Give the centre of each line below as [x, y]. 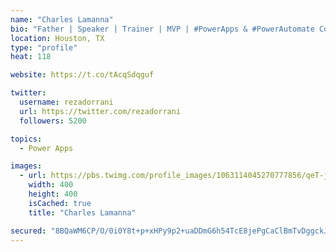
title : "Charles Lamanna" [82, 212]
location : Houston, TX [57, 38]
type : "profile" [44, 47]
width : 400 [51, 185]
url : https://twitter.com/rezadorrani [100, 111]
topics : [26, 139]
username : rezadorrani [66, 102]
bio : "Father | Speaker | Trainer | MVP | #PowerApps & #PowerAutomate [162, 29]
